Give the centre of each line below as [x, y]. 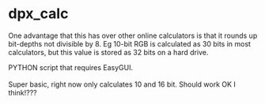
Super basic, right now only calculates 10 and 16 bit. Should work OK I [122, 84]
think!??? [23, 92]
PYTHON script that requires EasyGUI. [71, 67]
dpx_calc [38, 14]
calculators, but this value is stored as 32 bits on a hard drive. [108, 52]
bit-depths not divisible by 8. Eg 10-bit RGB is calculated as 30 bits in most [130, 43]
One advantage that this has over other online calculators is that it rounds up [133, 35]
